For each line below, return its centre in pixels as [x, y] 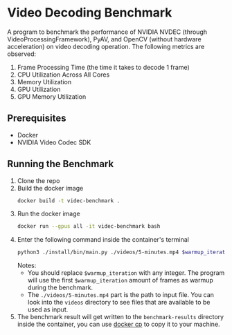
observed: [22, 54]
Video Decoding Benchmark [90, 13]
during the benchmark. [60, 287]
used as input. [48, 309]
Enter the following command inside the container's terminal [103, 240]
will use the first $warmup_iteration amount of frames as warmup [120, 280]
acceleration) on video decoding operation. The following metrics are [106, 46]
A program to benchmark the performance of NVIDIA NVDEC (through [107, 32]
